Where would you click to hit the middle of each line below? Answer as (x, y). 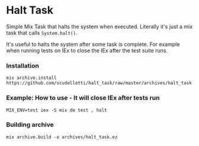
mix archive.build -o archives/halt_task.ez (62, 137)
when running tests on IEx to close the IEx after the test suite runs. (87, 50)
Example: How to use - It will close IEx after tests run (83, 98)
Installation (23, 65)
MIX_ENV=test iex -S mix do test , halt (57, 110)
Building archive (30, 125)
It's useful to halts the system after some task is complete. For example (93, 44)
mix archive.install (32, 78)
